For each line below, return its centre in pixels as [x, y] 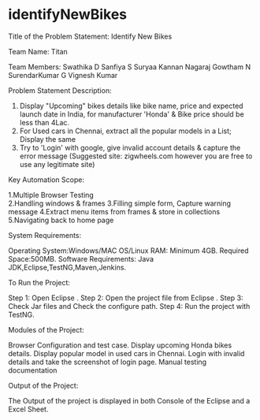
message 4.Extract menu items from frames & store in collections [114, 211]
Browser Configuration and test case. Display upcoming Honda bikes [120, 345]
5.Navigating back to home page [61, 220]
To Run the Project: [39, 282]
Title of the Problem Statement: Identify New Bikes [90, 36]
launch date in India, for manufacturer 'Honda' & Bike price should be [132, 114]
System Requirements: [45, 235]
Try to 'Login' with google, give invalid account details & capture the [130, 147]
